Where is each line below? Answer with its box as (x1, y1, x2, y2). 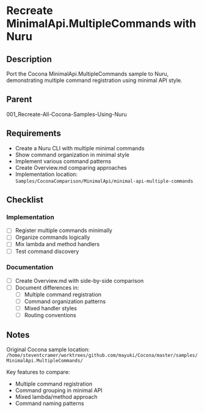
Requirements (6, 128, 61, 139)
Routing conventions (24, 312, 76, 319)
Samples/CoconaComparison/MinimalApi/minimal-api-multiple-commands (15, 178, 194, 184)
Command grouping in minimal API (15, 387, 103, 394)
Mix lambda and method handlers (15, 241, 100, 248)
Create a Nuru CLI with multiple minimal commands (15, 144, 145, 152)
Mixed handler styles (24, 305, 78, 312)
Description (6, 54, 52, 64)
